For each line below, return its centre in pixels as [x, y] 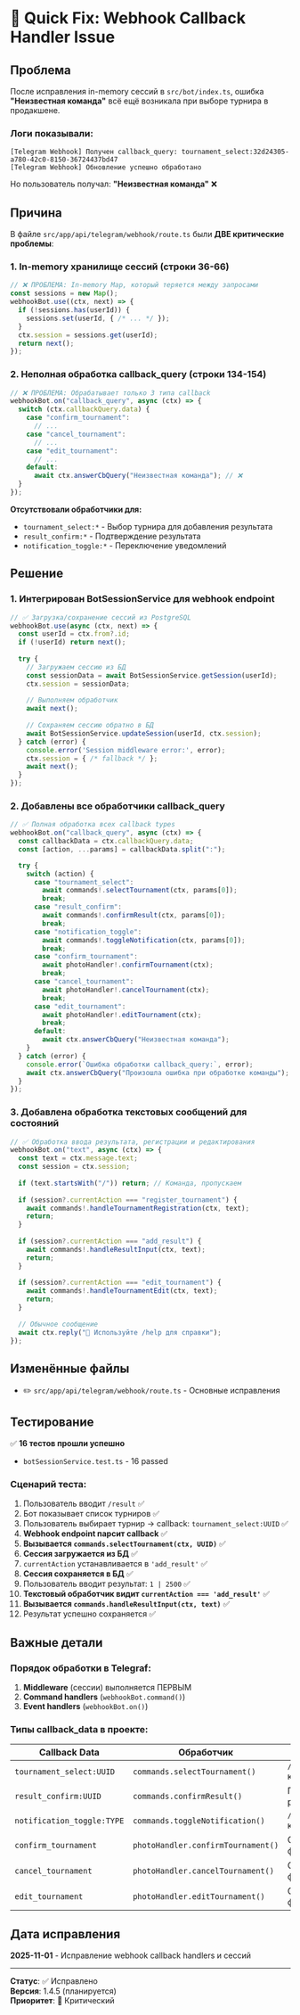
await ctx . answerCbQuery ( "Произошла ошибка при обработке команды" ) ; [158, 1073]
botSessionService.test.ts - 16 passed [95, 1461]
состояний [35, 1123]
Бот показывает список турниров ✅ [91, 1514]
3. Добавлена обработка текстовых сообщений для [129, 1112]
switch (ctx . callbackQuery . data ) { [84, 409]
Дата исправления [65, 1934]
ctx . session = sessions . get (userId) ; [88, 335]
